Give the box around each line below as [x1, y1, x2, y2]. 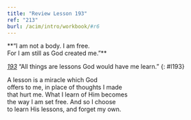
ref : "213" [7, 17, 38, 23]
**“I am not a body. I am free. [7, 42, 91, 50]
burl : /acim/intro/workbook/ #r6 [7, 23, 100, 30]
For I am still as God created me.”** [7, 49, 107, 57]
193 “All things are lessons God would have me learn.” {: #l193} [7, 63, 185, 71]
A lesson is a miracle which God [7, 76, 98, 84]
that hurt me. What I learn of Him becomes [7, 90, 128, 99]
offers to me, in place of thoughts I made [7, 83, 122, 92]
